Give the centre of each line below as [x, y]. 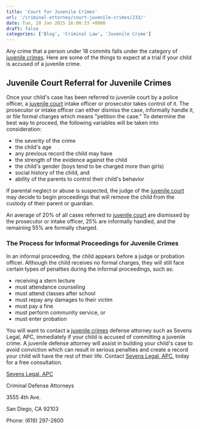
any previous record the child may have [63, 153]
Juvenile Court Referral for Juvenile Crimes [89, 82]
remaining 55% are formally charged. [52, 227]
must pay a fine [34, 306]
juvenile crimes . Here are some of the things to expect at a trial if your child [99, 58]
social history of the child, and [52, 172]
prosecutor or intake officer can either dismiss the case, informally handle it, [100, 110]
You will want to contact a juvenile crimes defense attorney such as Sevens [99, 331]
